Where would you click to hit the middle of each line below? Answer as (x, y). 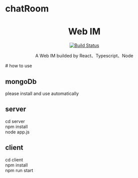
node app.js (18, 132)
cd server (15, 121)
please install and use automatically (42, 93)
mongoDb (21, 81)
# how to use (19, 66)
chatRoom (27, 9)
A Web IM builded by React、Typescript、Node (84, 56)
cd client (14, 159)
